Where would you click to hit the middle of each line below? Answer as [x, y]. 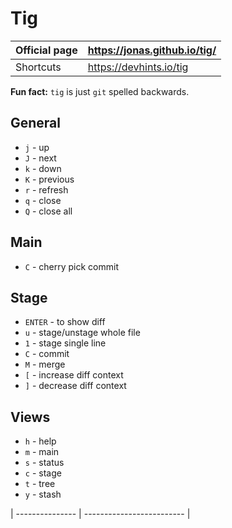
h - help [40, 441]
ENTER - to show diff [65, 322]
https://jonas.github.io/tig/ [152, 50]
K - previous [49, 179]
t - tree [40, 484]
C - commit [47, 354]
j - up [37, 147]
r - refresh [46, 189]
